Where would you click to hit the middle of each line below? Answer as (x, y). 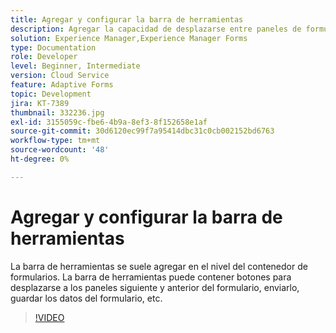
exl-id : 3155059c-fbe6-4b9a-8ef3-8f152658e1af (109, 122)
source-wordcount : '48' (60, 150)
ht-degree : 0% (40, 159)
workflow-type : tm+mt (55, 141)
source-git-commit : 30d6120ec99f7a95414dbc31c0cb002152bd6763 (142, 131)
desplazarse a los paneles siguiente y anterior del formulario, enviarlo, (155, 287)
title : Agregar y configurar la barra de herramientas (127, 19)
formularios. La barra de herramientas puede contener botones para (151, 277)
